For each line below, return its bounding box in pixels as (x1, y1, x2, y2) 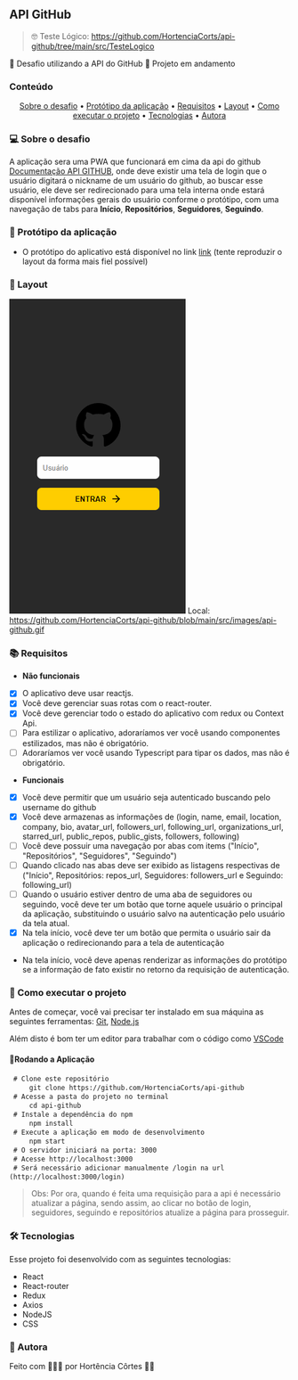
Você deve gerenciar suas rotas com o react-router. (21, 698, 212, 709)
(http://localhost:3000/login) (9, 1172, 125, 1182)
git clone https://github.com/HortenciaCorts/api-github (28, 1083, 245, 1093)
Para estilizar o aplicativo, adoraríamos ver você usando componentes (21, 727, 280, 738)
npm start (28, 1137, 66, 1146)
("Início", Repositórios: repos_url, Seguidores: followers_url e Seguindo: (21, 869, 284, 881)
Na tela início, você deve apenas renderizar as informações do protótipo (21, 954, 287, 965)
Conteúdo (9, 80, 53, 93)
